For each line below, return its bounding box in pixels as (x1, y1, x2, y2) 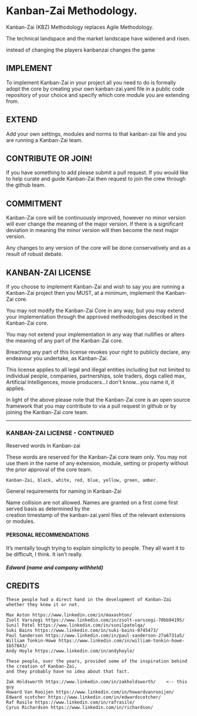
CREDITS (6, 581, 40, 591)
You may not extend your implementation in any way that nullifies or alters (6, 331, 185, 338)
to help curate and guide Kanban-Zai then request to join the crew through (6, 175, 186, 183)
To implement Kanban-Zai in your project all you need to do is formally (6, 79, 176, 86)
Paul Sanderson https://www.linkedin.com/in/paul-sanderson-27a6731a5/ (6, 633, 185, 638)
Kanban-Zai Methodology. (6, 4, 138, 18)
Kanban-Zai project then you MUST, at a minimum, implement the (6, 290, 165, 296)
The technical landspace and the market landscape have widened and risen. (6, 35, 191, 42)
